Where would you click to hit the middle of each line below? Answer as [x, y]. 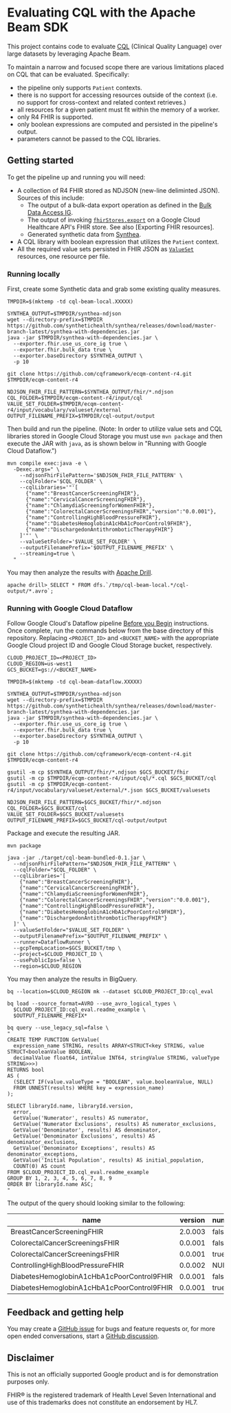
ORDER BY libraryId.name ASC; [51, 1184]
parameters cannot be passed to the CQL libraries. [89, 138]
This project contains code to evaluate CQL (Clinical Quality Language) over [114, 46]
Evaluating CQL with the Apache [101, 13]
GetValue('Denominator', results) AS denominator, [87, 1130]
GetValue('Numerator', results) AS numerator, [81, 1118]
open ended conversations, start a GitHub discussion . [83, 1336]
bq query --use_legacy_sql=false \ [58, 1028]
